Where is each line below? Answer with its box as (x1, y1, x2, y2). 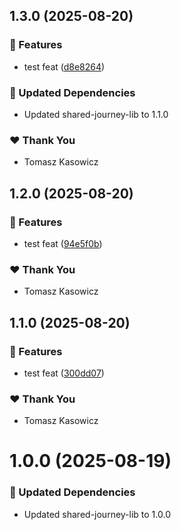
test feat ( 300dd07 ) (23, 367, 105, 379)
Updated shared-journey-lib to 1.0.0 (23, 508, 171, 520)
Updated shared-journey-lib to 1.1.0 (23, 108, 169, 120)
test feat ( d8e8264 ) (23, 60, 106, 73)
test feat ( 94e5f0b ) (23, 237, 103, 249)
